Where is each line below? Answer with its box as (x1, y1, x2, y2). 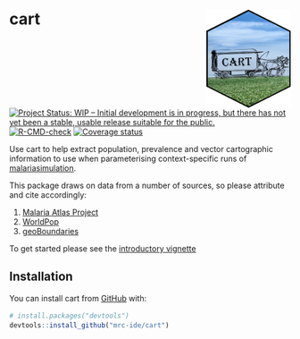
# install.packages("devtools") (9, 311, 129, 320)
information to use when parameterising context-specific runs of (9, 153, 247, 165)
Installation (9, 269, 73, 284)
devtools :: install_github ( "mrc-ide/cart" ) (9, 320, 170, 330)
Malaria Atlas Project (21, 207, 99, 218)
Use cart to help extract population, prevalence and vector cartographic (9, 144, 274, 155)
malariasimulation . (9, 163, 77, 174)
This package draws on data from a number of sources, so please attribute (9, 180, 285, 191)
